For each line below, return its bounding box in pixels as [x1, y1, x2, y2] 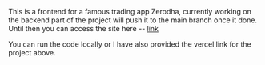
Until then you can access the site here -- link [8, 24, 159, 33]
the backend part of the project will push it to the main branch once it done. [8, 15, 258, 25]
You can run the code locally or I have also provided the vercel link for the [8, 39, 251, 49]
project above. [8, 48, 56, 57]
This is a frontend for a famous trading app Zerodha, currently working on [8, 7, 252, 16]
